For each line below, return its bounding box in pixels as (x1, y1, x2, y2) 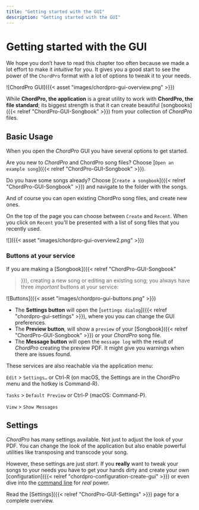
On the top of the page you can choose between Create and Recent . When (6, 213, 188, 220)
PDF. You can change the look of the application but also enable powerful (6, 442, 186, 450)
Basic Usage (6, 132, 53, 142)
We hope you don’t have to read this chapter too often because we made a (6, 60, 189, 67)
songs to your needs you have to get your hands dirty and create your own (6, 467, 189, 474)
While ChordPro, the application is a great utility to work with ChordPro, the (6, 95, 194, 102)
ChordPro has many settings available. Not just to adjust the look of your (6, 436, 184, 443)
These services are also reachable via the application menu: (6, 362, 153, 369)
